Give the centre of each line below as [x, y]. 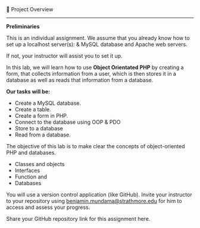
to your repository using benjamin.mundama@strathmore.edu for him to [94, 201]
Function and [31, 177]
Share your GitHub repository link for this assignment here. [78, 219]
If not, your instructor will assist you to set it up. [65, 56]
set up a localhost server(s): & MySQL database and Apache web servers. [97, 44]
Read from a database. [43, 135]
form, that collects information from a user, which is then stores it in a [91, 74]
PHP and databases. [31, 152]
